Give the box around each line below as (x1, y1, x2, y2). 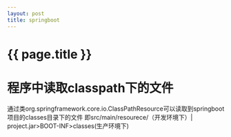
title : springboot (7, 17, 60, 24)
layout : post (7, 10, 45, 17)
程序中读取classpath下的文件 (7, 80, 174, 95)
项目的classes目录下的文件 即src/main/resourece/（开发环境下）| (7, 113, 193, 121)
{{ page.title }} (7, 46, 92, 62)
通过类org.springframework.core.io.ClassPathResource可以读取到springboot (7, 104, 225, 113)
